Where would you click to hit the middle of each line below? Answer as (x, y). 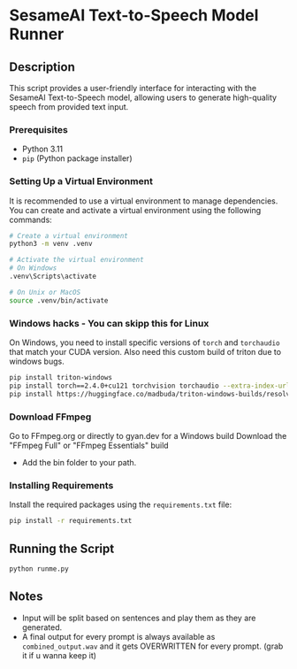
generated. (42, 627)
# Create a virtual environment (69, 235)
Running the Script (62, 548)
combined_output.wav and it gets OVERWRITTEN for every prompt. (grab (152, 646)
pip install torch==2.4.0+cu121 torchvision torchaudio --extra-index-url (150, 386)
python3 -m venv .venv (51, 244)
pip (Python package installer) (77, 158)
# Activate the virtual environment (76, 260)
